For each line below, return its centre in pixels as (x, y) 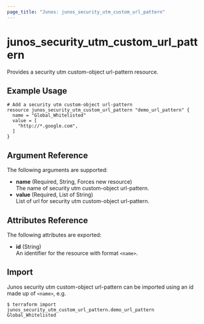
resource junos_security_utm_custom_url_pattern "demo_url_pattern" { (98, 110)
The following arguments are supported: (58, 170)
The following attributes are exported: (54, 235)
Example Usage (37, 91)
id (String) (28, 246)
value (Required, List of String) (55, 195)
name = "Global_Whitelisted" (49, 115)
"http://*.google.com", (48, 126)
